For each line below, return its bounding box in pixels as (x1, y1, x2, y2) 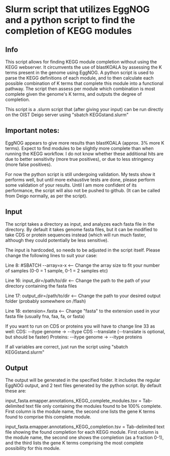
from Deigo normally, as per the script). (5, 193, 88, 199)
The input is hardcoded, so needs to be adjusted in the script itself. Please (5, 247, 160, 253)
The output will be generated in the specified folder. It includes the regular (5, 377, 161, 383)
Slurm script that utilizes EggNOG (5, 4, 150, 15)
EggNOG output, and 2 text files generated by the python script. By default (5, 382, 161, 389)
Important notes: (5, 126, 60, 135)
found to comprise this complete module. (5, 414, 91, 420)
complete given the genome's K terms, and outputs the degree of (5, 91, 142, 97)
